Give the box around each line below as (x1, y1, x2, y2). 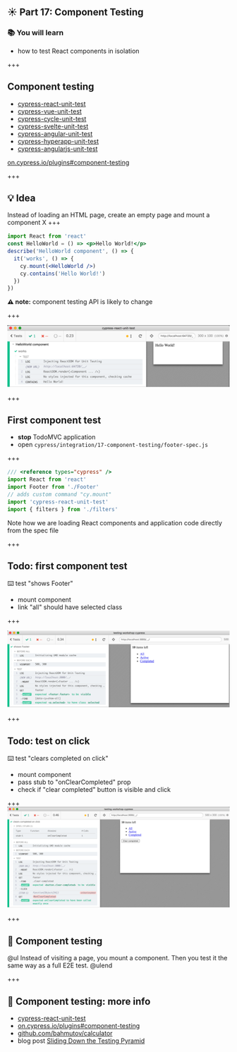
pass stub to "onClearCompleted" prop (17, 778, 131, 786)
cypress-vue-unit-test (17, 106, 83, 116)
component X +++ (7, 219, 61, 227)
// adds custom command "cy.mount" (7, 491, 112, 499)
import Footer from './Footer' (7, 484, 99, 491)
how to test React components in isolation (17, 47, 140, 55)
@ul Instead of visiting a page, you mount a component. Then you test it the (7, 954, 228, 962)
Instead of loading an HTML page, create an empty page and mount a (7, 211, 210, 219)
